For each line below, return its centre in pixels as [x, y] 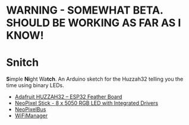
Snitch [23, 62]
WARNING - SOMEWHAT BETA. [85, 10]
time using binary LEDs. [35, 85]
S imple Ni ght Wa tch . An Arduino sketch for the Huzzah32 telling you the [95, 79]
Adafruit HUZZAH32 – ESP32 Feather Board [68, 97]
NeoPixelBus [30, 110]
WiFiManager [31, 116]
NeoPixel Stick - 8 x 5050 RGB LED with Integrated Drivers [86, 103]
